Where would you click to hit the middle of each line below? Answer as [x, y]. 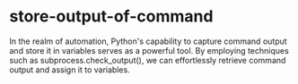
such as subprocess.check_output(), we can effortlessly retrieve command [148, 60]
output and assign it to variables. [70, 70]
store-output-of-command [111, 17]
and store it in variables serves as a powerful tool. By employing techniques [149, 50]
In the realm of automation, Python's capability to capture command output [148, 41]
